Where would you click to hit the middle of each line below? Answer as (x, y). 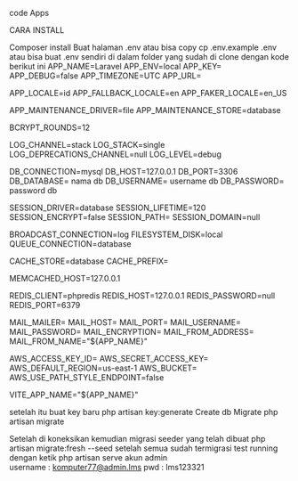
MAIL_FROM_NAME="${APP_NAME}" (79, 341)
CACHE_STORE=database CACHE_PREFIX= (89, 261)
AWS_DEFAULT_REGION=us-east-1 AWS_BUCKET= (103, 368)
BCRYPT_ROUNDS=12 (50, 127)
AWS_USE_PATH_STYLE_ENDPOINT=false (87, 377)
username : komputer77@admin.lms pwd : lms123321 (107, 467)
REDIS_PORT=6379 (45, 305)
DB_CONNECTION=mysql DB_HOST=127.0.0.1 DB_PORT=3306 (124, 171)
